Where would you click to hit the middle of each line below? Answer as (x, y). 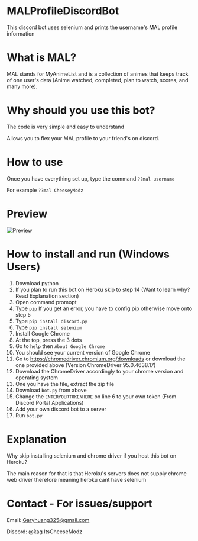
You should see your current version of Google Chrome (82, 352)
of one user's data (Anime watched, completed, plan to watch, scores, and (98, 80)
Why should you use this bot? (81, 110)
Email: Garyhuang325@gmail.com (48, 520)
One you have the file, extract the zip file (65, 384)
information (21, 33)
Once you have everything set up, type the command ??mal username (91, 178)
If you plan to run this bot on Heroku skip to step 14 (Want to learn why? (103, 289)
